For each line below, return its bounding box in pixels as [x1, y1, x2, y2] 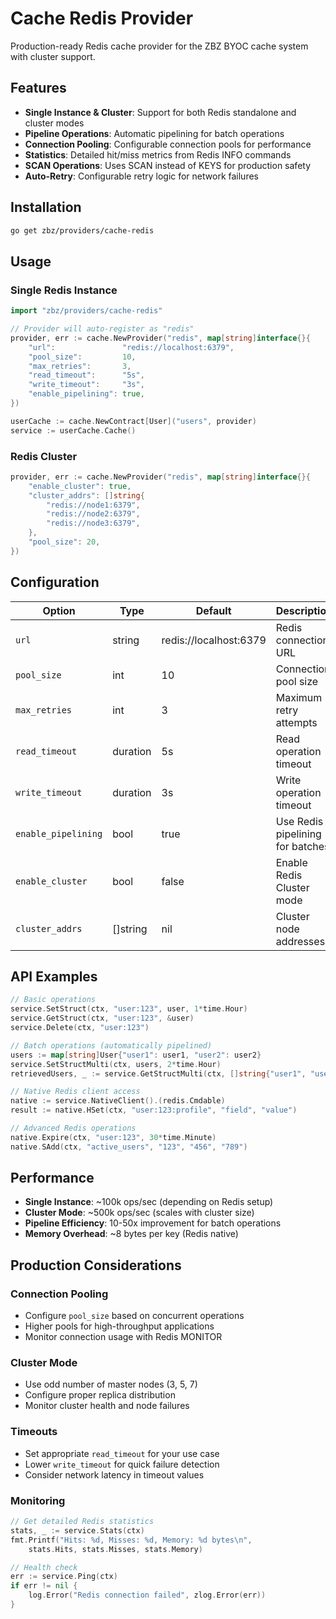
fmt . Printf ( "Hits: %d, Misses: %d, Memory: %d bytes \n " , [10, 1535, 253, 1545]
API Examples [10, 968, 98, 985]
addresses [275, 934, 326, 948]
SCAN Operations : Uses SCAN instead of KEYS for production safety [24, 159, 312, 171]
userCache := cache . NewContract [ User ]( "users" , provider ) [10, 416, 257, 426]
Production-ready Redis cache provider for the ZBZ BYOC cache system [10, 40, 309, 52]
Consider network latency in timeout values [24, 1468, 205, 1481]
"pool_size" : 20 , [28, 537, 101, 547]
